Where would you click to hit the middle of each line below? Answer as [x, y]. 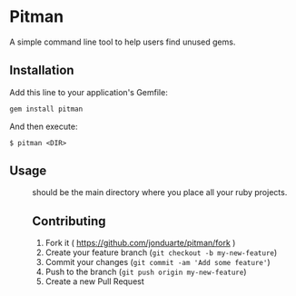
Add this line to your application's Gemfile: [89, 92]
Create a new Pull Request [95, 281]
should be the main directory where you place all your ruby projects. [160, 192]
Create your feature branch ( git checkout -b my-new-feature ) [161, 252]
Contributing [69, 221]
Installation [42, 70]
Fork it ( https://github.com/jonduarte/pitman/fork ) [140, 243]
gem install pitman [46, 109]
